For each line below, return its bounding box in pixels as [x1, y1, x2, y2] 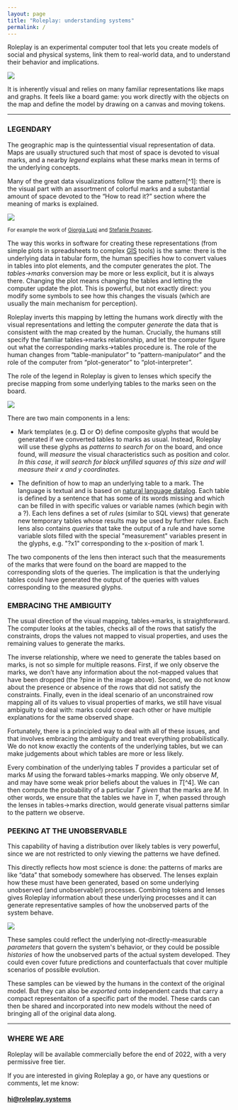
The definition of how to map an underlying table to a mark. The [17, 479, 204, 487]
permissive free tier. [7, 1057, 66, 1066]
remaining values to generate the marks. [7, 639, 125, 647]
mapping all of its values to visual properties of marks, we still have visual [7, 698, 222, 706]
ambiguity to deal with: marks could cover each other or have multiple [7, 706, 212, 714]
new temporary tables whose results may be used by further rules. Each [17, 516, 229, 525]
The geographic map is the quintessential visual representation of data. [7, 140, 215, 149]
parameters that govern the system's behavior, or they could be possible [7, 943, 220, 951]
